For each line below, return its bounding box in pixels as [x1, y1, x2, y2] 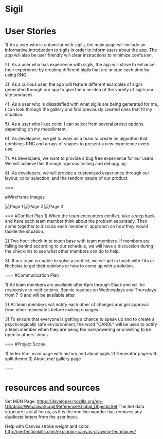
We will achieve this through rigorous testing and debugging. [5, 161, 127, 167]
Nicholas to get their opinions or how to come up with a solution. [5, 263, 135, 269]
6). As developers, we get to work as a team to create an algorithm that [5, 135, 147, 142]
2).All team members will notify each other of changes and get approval [5, 302, 149, 307]
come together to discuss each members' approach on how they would [5, 223, 148, 229]
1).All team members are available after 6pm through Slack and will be [5, 282, 145, 288]
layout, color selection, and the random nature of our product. [5, 175, 129, 181]
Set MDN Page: [5, 399, 36, 404]
